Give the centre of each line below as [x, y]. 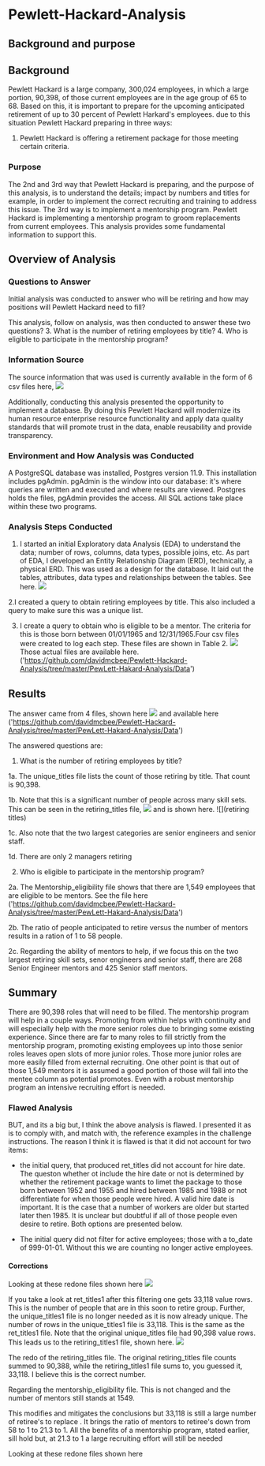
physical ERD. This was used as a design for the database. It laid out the [136, 569]
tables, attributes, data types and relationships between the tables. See [135, 578]
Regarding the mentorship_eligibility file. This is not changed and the [119, 1389]
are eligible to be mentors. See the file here [78, 896]
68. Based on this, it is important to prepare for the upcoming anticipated [126, 106]
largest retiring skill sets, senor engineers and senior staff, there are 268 [125, 959]
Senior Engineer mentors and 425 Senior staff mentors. [98, 968]
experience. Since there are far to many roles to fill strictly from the [117, 1037]
